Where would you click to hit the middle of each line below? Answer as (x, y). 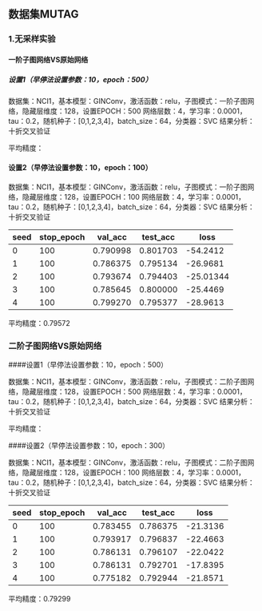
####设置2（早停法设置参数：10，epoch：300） (89, 446)
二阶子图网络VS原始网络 (55, 346)
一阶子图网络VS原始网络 (48, 59)
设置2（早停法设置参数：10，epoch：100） (80, 168)
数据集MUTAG (44, 14)
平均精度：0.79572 (39, 323)
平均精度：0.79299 (40, 599)
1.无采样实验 (32, 39)
